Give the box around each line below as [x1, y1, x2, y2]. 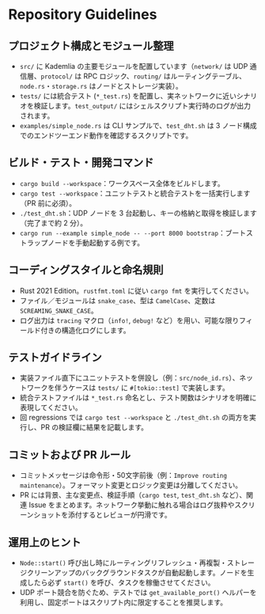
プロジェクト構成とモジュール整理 [8, 39, 174, 52]
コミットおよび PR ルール [8, 448, 131, 461]
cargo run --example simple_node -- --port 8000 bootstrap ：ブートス [19, 228, 253, 237]
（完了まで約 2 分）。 [19, 218, 88, 227]
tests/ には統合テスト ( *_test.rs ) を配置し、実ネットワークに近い [19, 91, 237, 100]
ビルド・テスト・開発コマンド [8, 156, 154, 169]
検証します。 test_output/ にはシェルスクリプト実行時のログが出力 [33, 101, 252, 110]
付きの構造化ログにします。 [40, 325, 131, 335]
